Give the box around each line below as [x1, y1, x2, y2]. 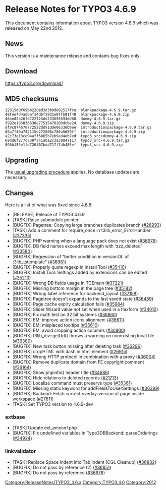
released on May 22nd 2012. [5, 25, 63, 31]
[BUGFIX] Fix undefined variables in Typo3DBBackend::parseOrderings [12, 430, 158, 436]
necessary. [5, 175, 28, 181]
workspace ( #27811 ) [12, 396, 54, 402]
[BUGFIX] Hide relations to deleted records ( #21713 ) [12, 375, 118, 380]
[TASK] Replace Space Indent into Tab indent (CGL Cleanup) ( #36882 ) [12, 459, 157, 465]
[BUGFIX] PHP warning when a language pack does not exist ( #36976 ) [12, 238, 157, 244]
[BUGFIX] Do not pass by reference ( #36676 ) [12, 470, 105, 476]
